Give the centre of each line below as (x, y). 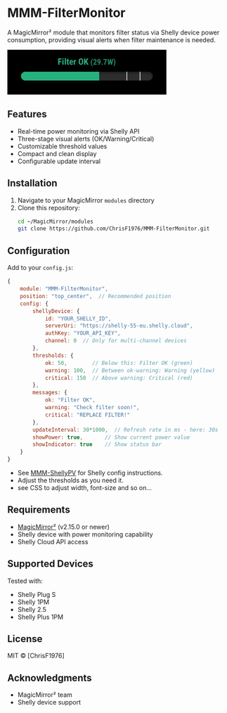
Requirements (39, 510)
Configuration (39, 251)
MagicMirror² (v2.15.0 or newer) (64, 527)
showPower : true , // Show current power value (111, 437)
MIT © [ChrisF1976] (36, 656)
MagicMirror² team (45, 695)
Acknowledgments (50, 677)
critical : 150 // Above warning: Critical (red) (119, 378)
